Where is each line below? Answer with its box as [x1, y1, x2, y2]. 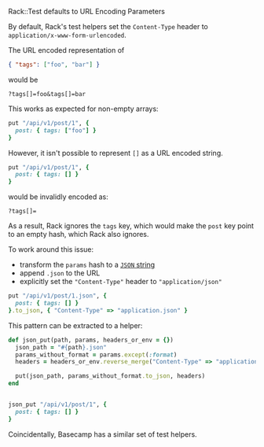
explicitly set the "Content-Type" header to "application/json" [19, 277, 222, 286]
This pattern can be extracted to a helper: [8, 320, 143, 330]
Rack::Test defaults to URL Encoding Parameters [8, 7, 165, 16]
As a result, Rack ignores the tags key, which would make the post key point [8, 221, 254, 231]
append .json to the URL [19, 268, 101, 278]
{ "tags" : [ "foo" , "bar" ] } [8, 61, 101, 68]
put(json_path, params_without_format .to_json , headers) [15, 372, 206, 380]
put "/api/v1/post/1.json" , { [8, 292, 108, 300]
